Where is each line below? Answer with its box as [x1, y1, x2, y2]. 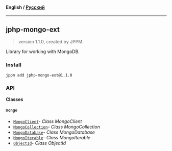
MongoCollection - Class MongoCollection [13, 123, 100, 130]
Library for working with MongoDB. [6, 48, 80, 55]
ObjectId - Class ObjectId [13, 140, 66, 146]
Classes [6, 96, 23, 102]
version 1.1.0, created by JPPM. [18, 39, 84, 45]
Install [6, 61, 22, 68]
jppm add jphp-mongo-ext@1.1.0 [6, 73, 72, 78]
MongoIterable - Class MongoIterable [13, 134, 91, 140]
